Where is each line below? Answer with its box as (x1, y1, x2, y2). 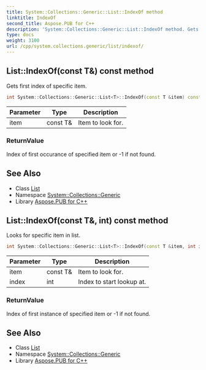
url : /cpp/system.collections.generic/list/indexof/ (6, 44, 144, 50)
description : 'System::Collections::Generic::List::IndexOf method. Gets (6, 26, 199, 33)
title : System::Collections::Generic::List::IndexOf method (6, 9, 164, 15)
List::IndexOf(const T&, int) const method (6, 215, 169, 226)
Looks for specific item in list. (6, 231, 81, 239)
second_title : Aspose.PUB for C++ (6, 20, 95, 26)
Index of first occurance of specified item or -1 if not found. (6, 150, 156, 158)
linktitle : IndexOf (6, 15, 56, 21)
